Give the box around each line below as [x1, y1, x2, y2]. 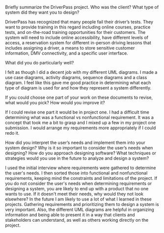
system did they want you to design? [5, 9, 80, 15]
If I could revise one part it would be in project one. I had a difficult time [5, 109, 150, 115]
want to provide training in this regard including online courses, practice [5, 24, 151, 30]
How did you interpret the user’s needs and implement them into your [5, 140, 146, 146]
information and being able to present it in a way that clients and [5, 212, 135, 218]
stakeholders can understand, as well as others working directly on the [5, 217, 149, 223]
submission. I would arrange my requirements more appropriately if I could [5, 125, 156, 131]
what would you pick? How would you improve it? [5, 100, 105, 105]
